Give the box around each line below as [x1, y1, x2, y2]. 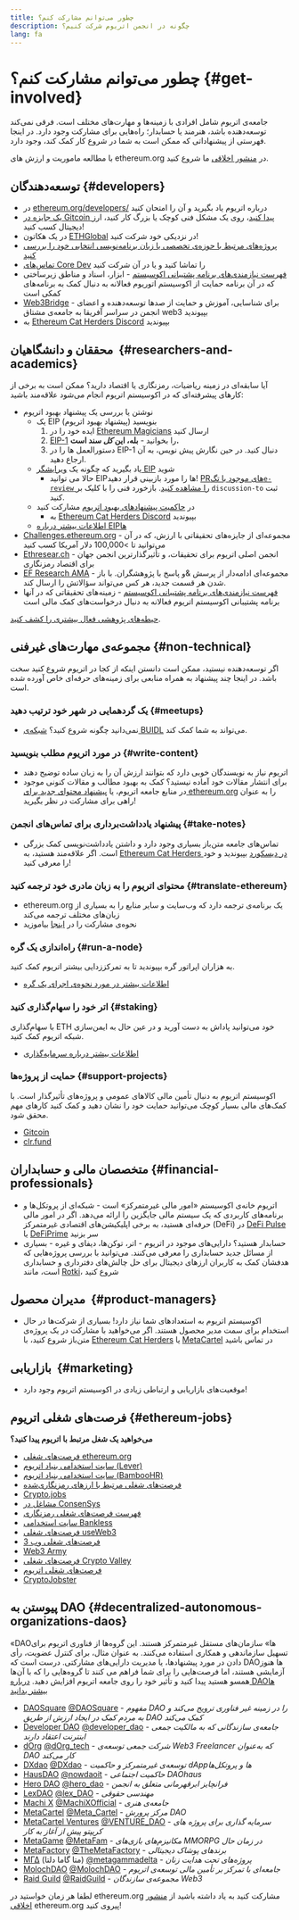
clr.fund [22, 1135, 52, 1147]
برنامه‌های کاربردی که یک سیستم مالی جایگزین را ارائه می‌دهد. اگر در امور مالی [22, 1209, 284, 1219]
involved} [10, 87, 83, 107]
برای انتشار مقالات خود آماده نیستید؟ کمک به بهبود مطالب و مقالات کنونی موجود [22, 777, 287, 787]
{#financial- [150, 1162, 219, 1177]
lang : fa [10, 29, 43, 38]
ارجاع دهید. [49, 453, 87, 464]
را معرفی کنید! [22, 857, 72, 868]
